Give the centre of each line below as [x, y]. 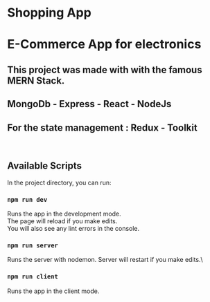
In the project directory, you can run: [59, 182]
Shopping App [49, 13]
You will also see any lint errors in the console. [73, 229]
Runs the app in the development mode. [64, 214]
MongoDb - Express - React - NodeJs [89, 104]
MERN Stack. [36, 81]
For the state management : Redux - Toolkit [102, 128]
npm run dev [27, 199]
